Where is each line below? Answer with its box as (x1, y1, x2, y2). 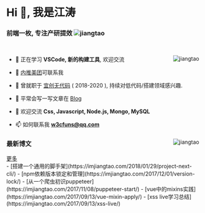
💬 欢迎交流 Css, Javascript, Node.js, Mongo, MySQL (15, 108, 151, 115)
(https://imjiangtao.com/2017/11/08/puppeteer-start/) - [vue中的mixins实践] (6, 185, 196, 193)
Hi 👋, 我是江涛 (6, 6, 76, 20)
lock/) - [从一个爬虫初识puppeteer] (6, 177, 94, 185)
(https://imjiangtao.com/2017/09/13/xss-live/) (6, 200, 121, 207)
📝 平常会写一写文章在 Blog (15, 95, 82, 102)
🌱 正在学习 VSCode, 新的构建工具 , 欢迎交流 (15, 56, 125, 63)
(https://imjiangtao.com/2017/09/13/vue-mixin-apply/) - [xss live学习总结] (6, 193, 192, 200)
